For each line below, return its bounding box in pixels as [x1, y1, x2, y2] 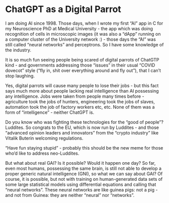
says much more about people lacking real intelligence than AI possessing [5, 88, 159, 94]
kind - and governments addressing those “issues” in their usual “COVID [5, 62, 155, 68]
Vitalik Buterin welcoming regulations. [5, 135, 83, 141]
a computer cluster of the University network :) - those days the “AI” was [5, 36, 156, 42]
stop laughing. [5, 73, 35, 79]
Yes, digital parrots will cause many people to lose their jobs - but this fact [5, 82, 159, 89]
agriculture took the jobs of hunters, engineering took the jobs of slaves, [5, 98, 155, 104]
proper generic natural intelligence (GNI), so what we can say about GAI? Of [5, 170, 163, 177]
